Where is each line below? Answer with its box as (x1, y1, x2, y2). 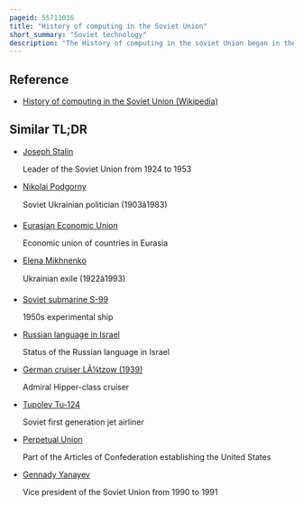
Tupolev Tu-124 (22, 398, 81, 409)
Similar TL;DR (9, 122, 87, 137)
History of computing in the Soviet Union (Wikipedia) (22, 96, 219, 107)
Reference (9, 71, 69, 87)
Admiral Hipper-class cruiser (22, 381, 130, 392)
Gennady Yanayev (22, 469, 90, 480)
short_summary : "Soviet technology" (9, 30, 147, 39)
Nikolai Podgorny (22, 181, 87, 192)
